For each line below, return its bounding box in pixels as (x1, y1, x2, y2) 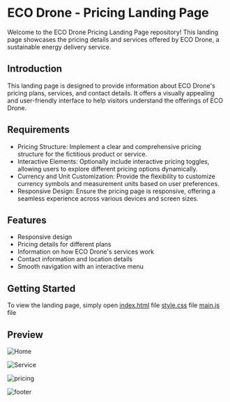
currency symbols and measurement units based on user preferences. (17, 179, 220, 187)
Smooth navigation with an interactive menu (17, 263, 144, 271)
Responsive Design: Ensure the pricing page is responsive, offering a (17, 187, 216, 195)
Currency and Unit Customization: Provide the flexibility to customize (17, 172, 216, 180)
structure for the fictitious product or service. (17, 150, 148, 158)
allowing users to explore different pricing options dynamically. (17, 164, 198, 173)
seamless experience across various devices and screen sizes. (17, 194, 199, 203)
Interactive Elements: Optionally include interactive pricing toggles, (17, 157, 210, 165)
